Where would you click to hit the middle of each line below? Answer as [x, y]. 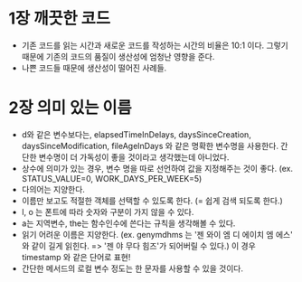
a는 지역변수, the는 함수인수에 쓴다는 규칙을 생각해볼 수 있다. [128, 223]
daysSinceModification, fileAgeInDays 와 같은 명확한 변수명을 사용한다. [150, 146]
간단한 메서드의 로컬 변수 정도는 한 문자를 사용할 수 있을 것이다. [132, 268]
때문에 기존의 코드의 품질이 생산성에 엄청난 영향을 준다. [118, 56]
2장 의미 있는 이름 [70, 108]
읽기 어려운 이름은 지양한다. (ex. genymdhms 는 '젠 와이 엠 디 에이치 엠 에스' [157, 234]
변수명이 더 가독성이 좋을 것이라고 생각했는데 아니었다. [134, 157]
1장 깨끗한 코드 [59, 19]
